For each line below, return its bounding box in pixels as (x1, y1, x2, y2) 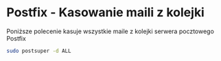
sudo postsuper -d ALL (6, 47, 71, 54)
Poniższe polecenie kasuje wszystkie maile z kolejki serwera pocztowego (6, 27, 214, 35)
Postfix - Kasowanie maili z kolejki (6, 5, 205, 20)
